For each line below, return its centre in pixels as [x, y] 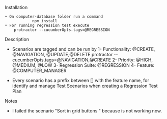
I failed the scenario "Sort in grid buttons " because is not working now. [87, 111]
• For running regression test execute [47, 25]
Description [17, 39]
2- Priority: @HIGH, [133, 60]
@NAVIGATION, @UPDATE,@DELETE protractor [62, 54]
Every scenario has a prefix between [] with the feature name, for [81, 80]
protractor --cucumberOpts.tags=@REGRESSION [62, 30]
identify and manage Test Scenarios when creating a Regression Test [85, 86]
